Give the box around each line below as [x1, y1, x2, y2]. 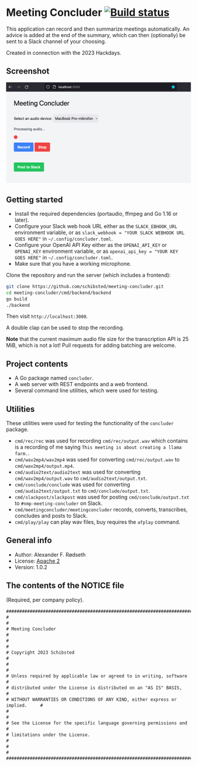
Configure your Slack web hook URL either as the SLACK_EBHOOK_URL [14, 222, 178, 229]
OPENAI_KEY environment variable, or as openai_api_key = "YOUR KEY [14, 247, 179, 255]
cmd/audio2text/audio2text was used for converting [14, 469, 141, 476]
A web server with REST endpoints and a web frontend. [14, 381, 149, 388]
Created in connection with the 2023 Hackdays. [6, 49, 122, 56]
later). [14, 216, 29, 223]
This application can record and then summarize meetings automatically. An [6, 25, 189, 32]
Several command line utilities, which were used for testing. [14, 387, 159, 394]
